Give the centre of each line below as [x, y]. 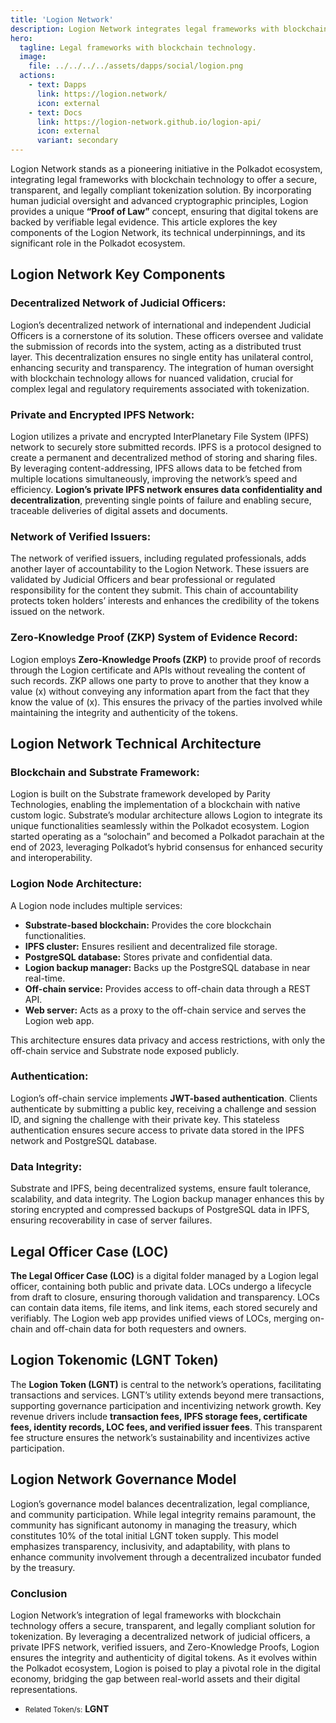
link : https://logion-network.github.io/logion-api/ [149, 122]
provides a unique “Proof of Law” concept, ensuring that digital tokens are [164, 211]
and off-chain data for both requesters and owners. [140, 1328]
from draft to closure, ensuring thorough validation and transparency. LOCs [165, 1297]
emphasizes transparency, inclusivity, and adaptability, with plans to [150, 1546]
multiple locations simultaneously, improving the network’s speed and [154, 478]
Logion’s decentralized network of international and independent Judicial [161, 325]
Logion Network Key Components [118, 274]
